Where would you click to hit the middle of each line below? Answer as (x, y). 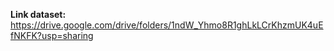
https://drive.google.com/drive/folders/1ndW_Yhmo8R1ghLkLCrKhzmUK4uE (167, 25)
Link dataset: (38, 14)
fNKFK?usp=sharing (52, 35)
